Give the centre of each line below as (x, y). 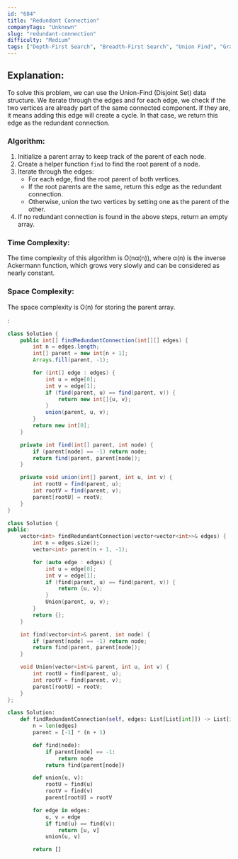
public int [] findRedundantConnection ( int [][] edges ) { (104, 340)
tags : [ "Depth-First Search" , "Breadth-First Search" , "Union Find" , (112, 47)
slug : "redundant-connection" (52, 34)
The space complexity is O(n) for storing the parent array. (91, 307)
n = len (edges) (55, 726)
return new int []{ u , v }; (95, 399)
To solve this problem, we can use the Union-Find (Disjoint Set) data (107, 92)
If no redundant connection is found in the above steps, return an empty (123, 217)
